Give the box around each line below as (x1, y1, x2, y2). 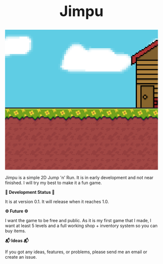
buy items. (5, 228, 26, 234)
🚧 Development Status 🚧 (5, 189, 55, 195)
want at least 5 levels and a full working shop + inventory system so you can (5, 223, 158, 229)
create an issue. (5, 254, 37, 260)
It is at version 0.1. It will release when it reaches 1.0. (5, 199, 109, 205)
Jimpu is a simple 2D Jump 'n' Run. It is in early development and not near (5, 175, 154, 181)
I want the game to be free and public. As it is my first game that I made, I (5, 218, 151, 224)
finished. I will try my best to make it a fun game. (5, 180, 102, 186)
